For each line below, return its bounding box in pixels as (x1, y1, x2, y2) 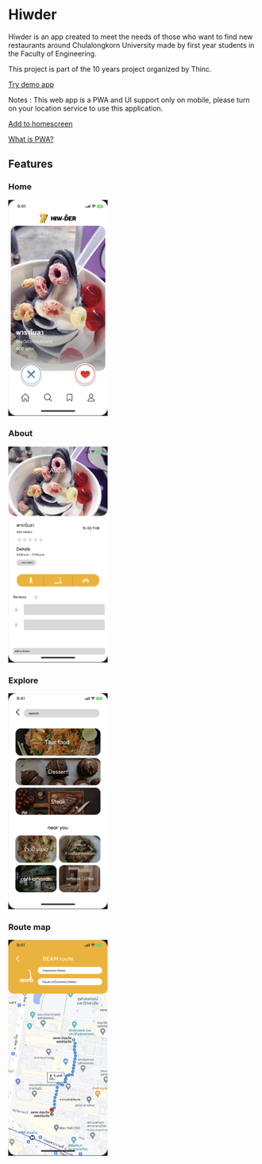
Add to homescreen (8, 119, 73, 128)
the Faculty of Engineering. (8, 49, 97, 58)
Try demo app (8, 80, 54, 89)
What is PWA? (8, 134, 54, 144)
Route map (8, 921, 51, 932)
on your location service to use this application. (8, 103, 164, 113)
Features (8, 158, 53, 171)
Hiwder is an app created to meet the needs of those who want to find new (8, 32, 253, 41)
